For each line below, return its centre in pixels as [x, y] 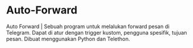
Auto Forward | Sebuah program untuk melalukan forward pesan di [88, 26]
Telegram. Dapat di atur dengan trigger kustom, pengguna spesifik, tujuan [96, 32]
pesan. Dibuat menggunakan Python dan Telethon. [68, 39]
